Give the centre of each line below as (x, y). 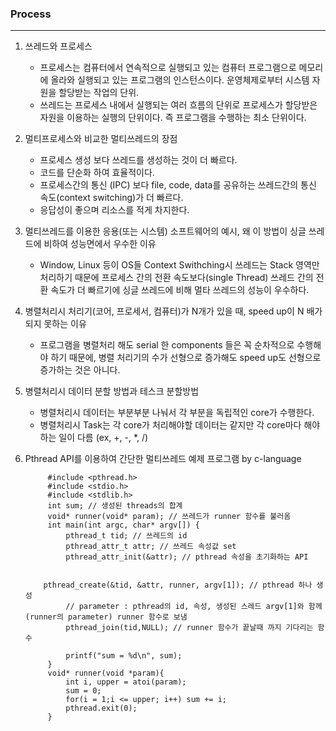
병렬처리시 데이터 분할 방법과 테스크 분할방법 (112, 391)
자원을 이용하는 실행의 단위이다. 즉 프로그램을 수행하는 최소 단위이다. (173, 118)
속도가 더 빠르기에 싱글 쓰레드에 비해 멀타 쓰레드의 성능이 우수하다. (180, 290)
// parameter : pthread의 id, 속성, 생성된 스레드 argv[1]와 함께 (194, 607)
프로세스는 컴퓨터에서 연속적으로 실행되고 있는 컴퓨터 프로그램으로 (168, 68)
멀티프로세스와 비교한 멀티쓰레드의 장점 (101, 139)
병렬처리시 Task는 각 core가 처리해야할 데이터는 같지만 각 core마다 (170, 425)
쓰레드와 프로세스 (58, 46)
